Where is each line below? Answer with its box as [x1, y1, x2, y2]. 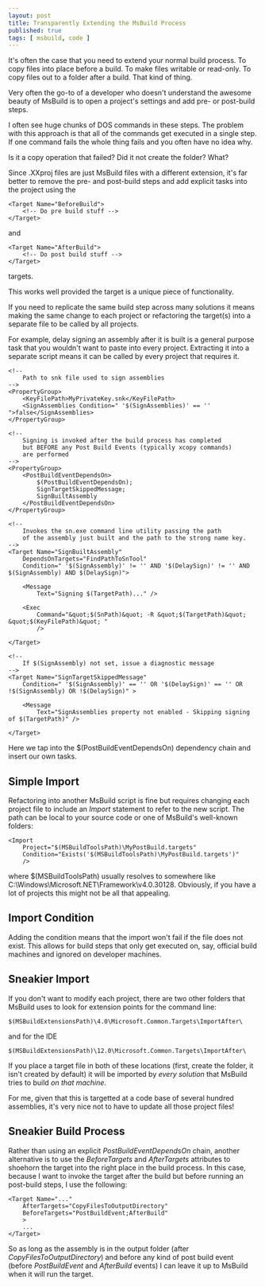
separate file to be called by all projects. [8, 319, 139, 329]
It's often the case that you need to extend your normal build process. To [8, 56, 247, 65]
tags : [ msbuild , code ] [8, 33, 90, 42]
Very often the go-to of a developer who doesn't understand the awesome [8, 88, 252, 98]
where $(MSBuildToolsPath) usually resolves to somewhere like [8, 872, 216, 881]
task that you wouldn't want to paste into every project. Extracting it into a [8, 343, 250, 353]
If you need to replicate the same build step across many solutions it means [8, 302, 255, 312]
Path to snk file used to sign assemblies [22, 374, 165, 382]
